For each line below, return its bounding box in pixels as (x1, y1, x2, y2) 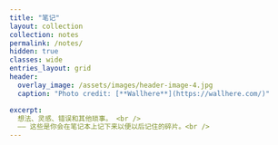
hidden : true (9, 47, 59, 56)
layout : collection (9, 22, 84, 31)
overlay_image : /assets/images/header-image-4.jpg (17, 81, 213, 90)
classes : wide (9, 55, 64, 64)
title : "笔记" (9, 13, 61, 23)
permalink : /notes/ (9, 38, 84, 48)
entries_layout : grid (9, 64, 92, 73)
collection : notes (9, 30, 79, 39)
